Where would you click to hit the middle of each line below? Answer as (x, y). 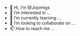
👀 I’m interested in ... (30, 13)
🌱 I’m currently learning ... (35, 18)
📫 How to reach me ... (32, 28)
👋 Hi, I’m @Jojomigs (30, 8)
